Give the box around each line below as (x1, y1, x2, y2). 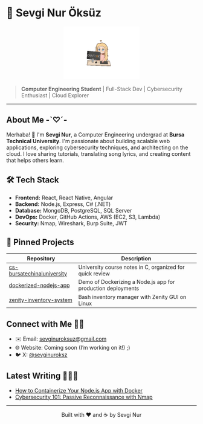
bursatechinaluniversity (8, 270, 68, 277)
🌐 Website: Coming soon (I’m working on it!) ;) (14, 344, 130, 351)
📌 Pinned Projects (6, 237, 74, 247)
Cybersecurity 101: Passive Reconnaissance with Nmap (14, 393, 153, 400)
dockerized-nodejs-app (8, 281, 70, 289)
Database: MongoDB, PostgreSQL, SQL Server (14, 207, 132, 214)
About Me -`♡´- (6, 115, 68, 125)
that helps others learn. (6, 156, 65, 164)
